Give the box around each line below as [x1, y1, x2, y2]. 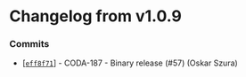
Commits [9, 38, 50, 50]
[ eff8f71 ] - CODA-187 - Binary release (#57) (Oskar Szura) [21, 58, 238, 68]
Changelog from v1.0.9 [9, 6, 183, 27]
